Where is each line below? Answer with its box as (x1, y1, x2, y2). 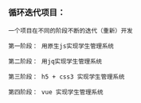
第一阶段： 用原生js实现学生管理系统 (8, 42, 114, 51)
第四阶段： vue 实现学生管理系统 (8, 89, 104, 97)
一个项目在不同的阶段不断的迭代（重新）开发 (8, 27, 133, 35)
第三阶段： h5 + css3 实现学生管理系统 (8, 73, 125, 81)
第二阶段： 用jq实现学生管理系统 (8, 58, 102, 66)
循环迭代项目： (8, 6, 66, 17)
